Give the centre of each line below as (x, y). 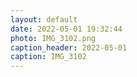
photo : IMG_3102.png (53, 38)
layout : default (44, 19)
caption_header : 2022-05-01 (69, 47)
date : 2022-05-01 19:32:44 (66, 29)
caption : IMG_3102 (48, 57)
